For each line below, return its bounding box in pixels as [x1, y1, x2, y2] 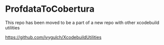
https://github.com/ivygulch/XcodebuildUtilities [5, 34, 102, 40]
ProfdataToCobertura [5, 3, 95, 15]
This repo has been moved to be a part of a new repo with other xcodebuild [5, 20, 160, 25]
